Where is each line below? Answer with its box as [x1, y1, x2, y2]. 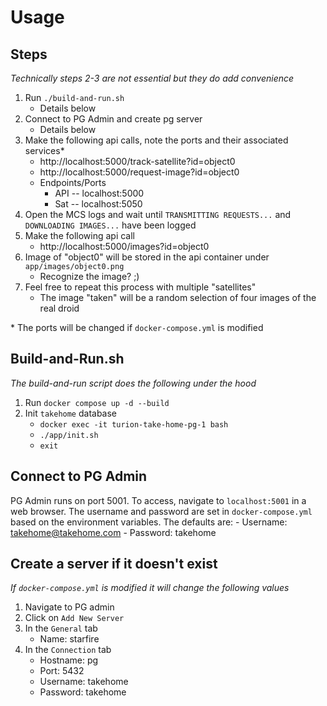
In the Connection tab [24, 644, 112, 656]
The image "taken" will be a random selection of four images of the [39, 292, 317, 303]
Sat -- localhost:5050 [54, 198, 143, 210]
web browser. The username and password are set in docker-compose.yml [10, 505, 313, 517]
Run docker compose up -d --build [24, 396, 170, 408]
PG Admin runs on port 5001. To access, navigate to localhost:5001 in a [10, 494, 307, 506]
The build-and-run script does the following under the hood [10, 377, 257, 389]
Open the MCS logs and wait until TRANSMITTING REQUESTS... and [24, 209, 292, 220]
